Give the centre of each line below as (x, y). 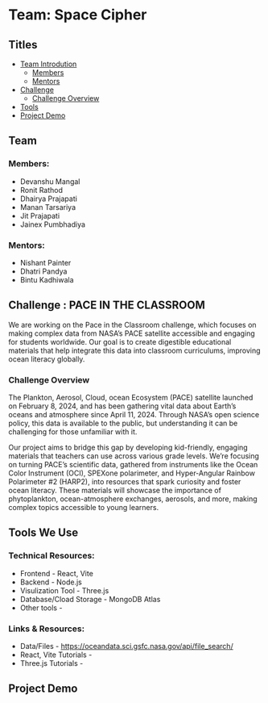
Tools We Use (43, 533)
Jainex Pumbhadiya (53, 224)
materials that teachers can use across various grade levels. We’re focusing (134, 456)
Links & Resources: (47, 629)
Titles (23, 45)
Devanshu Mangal (50, 181)
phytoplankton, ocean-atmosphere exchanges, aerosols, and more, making (133, 499)
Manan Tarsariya (48, 207)
